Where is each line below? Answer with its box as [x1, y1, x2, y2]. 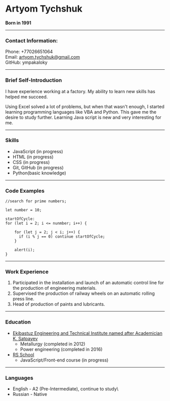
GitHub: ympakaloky [5, 59, 48, 66]
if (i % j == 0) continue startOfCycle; [18, 234, 105, 239]
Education [5, 319, 31, 326]
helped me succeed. [5, 94, 48, 100]
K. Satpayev [12, 335, 38, 341]
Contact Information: [5, 37, 58, 44]
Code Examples [5, 187, 45, 194]
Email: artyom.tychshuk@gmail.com [5, 54, 80, 60]
